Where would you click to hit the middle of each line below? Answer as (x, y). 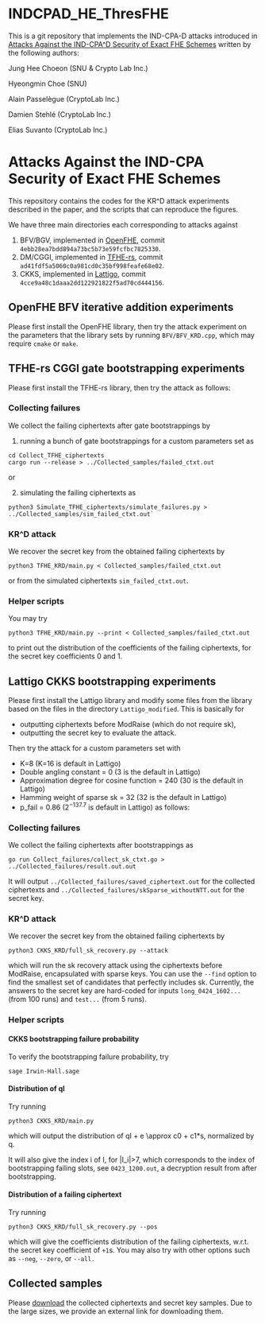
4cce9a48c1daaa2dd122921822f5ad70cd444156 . (92, 282)
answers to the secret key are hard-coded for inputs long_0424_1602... (125, 991)
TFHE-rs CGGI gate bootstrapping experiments (127, 369)
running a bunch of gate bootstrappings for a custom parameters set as (136, 441)
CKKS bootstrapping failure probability (74, 1039)
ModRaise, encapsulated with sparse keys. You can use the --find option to (132, 974)
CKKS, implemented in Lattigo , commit (83, 274)
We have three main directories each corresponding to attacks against (123, 224)
